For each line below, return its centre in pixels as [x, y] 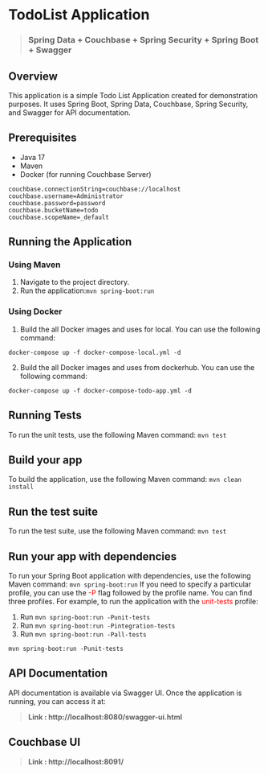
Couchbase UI [45, 742]
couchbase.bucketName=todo [53, 210]
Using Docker [35, 311]
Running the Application [70, 242]
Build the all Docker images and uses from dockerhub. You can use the [137, 367]
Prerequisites [43, 138]
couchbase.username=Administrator [66, 196]
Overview [33, 76]
